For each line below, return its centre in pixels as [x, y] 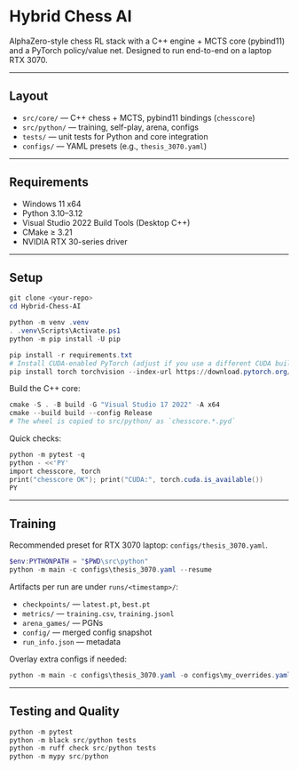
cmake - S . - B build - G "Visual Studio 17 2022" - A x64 [114, 405]
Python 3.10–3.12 [52, 213]
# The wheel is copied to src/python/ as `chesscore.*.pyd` [123, 421]
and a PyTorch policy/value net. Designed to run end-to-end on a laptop [141, 50]
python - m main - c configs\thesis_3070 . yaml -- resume [111, 570]
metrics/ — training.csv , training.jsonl [98, 613]
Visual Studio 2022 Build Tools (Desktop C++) [106, 222]
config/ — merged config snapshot [87, 632]
